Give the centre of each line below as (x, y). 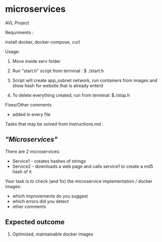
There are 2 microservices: (33, 151)
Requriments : (19, 32)
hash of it (22, 171)
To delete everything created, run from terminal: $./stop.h (71, 95)
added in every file (31, 114)
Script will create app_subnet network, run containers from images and (85, 80)
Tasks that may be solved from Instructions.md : (54, 124)
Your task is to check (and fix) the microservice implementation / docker (79, 181)
